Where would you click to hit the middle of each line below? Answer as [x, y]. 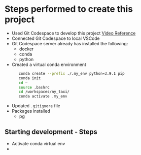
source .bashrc [34, 87]
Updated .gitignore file [36, 106]
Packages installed [31, 111]
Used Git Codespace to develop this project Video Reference [74, 33]
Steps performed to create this [69, 9]
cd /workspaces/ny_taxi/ [44, 92]
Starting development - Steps [51, 132]
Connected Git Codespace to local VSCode [55, 38]
